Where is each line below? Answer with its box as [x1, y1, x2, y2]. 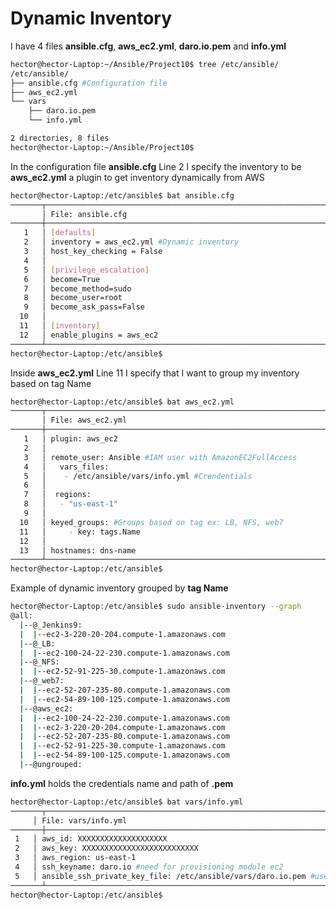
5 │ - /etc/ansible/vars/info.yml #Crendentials [23, 471, 253, 481]
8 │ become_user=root [23, 293, 123, 303]
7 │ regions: [23, 490, 92, 500]
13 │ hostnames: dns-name [19, 545, 137, 556]
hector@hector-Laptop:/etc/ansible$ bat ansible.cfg [10, 190, 235, 201]
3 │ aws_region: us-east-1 [14, 853, 137, 863]
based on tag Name [10, 377, 92, 389]
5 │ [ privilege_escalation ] [23, 265, 150, 275]
